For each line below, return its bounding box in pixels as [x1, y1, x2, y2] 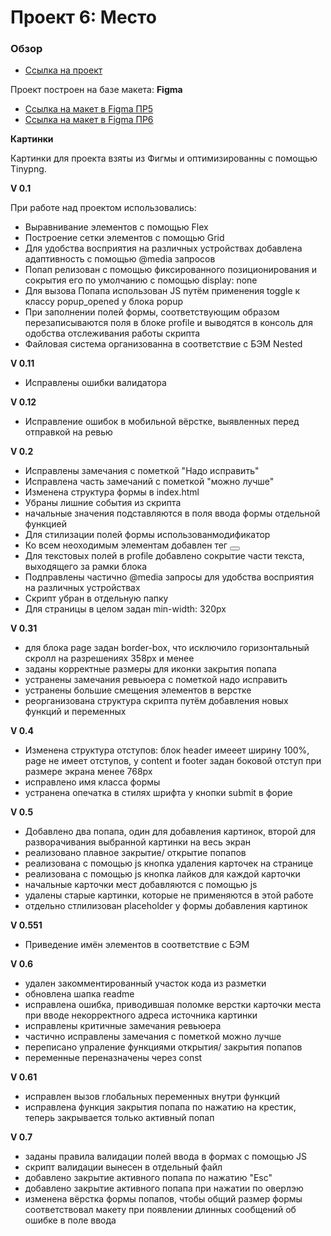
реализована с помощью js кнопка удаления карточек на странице [24, 857, 314, 870]
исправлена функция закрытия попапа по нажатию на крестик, [24, 1101, 297, 1113]
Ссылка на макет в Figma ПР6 [24, 114, 154, 126]
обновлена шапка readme [24, 988, 135, 1000]
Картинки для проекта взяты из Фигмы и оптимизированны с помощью [10, 152, 318, 165]
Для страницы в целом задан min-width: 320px [24, 603, 227, 615]
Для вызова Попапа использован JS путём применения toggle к [24, 285, 301, 297]
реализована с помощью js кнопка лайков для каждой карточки [24, 868, 301, 880]
